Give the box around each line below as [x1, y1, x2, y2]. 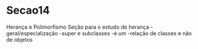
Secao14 [6, 4, 50, 17]
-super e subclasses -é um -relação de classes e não [59, 29, 192, 36]
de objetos [6, 36, 33, 43]
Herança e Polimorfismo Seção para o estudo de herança [6, 23, 150, 30]
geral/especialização [6, 29, 59, 36]
